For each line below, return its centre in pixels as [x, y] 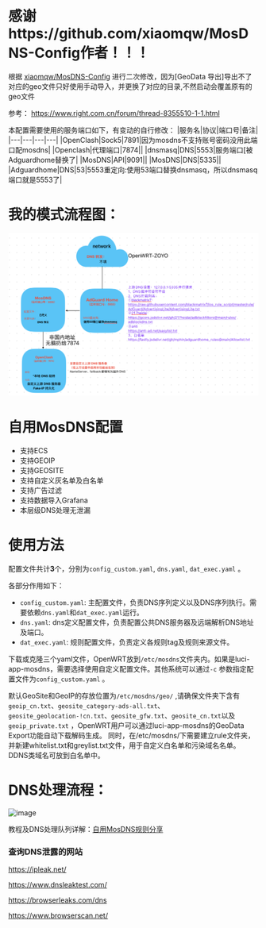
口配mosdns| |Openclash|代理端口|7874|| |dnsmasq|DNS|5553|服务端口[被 [131, 150]
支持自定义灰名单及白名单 [62, 480]
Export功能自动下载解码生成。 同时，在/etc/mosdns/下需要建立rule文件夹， [132, 736]
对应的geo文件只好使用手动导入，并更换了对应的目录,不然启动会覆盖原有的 [130, 86]
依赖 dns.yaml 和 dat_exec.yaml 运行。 [85, 613]
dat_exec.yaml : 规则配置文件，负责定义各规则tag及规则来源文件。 [127, 642]
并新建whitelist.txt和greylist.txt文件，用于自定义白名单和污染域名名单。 [124, 745]
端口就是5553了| [35, 179]
